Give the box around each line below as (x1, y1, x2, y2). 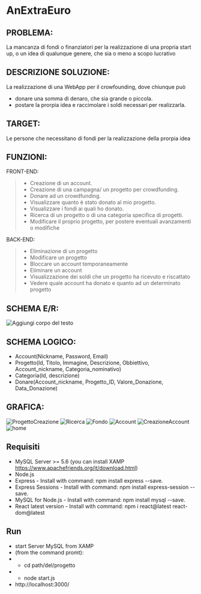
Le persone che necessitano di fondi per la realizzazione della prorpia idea (6, 135, 191, 142)
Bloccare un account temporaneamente (29, 260, 128, 268)
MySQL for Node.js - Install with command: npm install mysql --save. (14, 496, 186, 503)
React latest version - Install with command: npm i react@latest (14, 503, 172, 510)
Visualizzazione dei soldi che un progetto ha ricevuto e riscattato (29, 273, 191, 280)
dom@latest (14, 509, 45, 516)
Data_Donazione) (14, 385, 58, 392)
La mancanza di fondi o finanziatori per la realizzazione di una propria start (6, 43, 191, 51)
